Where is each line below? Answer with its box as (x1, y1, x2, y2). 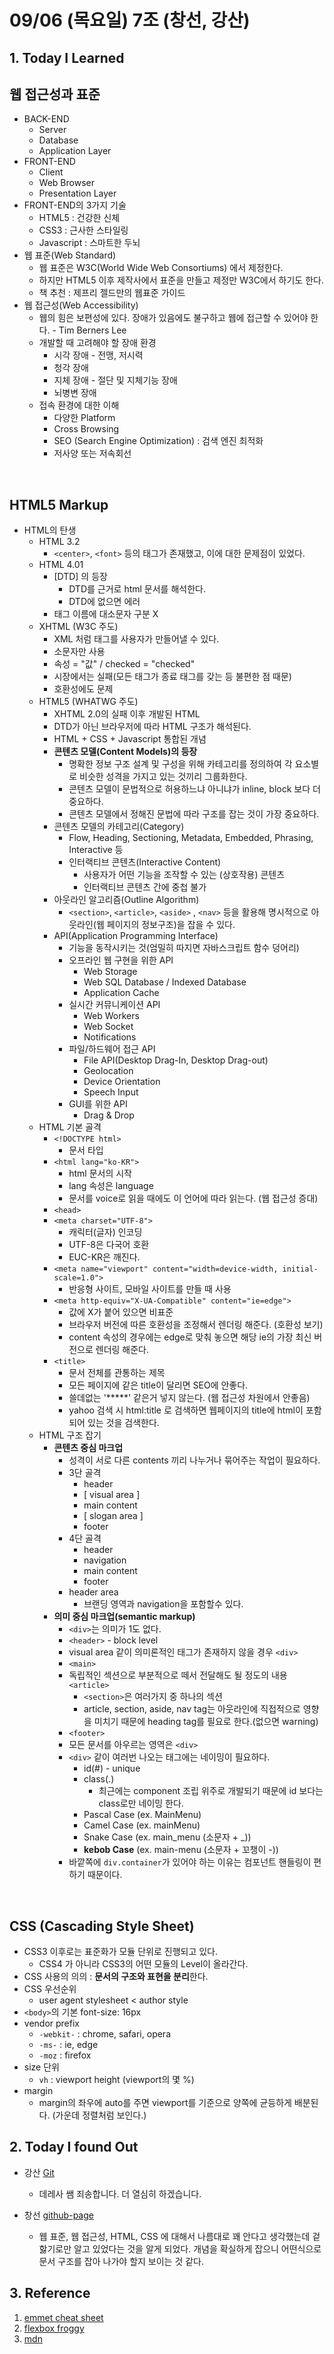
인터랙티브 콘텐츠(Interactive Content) (68, 856, 222, 868)
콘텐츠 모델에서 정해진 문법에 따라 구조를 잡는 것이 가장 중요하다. (68, 808, 320, 820)
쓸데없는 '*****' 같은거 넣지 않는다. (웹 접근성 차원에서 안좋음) (68, 1392, 311, 1404)
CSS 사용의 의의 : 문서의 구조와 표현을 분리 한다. (23, 1971, 209, 1983)
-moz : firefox (38, 2049, 92, 2061)
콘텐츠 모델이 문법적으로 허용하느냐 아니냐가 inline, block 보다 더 (68, 783, 321, 795)
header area (68, 1586, 119, 1598)
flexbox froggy (23, 2322, 85, 2334)
